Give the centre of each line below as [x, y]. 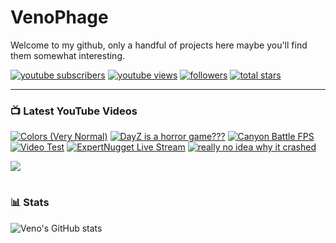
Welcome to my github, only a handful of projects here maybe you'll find [159, 45]
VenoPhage [59, 17]
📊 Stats [30, 203]
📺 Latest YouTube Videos [74, 111]
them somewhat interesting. [68, 55]
